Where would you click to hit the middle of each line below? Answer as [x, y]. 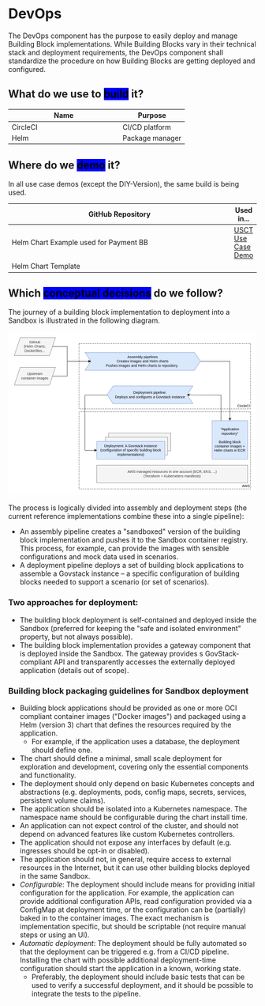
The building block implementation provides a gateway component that [135, 645]
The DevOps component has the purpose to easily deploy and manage [123, 36]
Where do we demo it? [64, 165]
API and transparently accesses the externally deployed [144, 662]
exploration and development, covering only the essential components [134, 766]
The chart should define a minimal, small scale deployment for [121, 758]
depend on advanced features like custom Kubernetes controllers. [127, 834]
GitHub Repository [119, 214]
